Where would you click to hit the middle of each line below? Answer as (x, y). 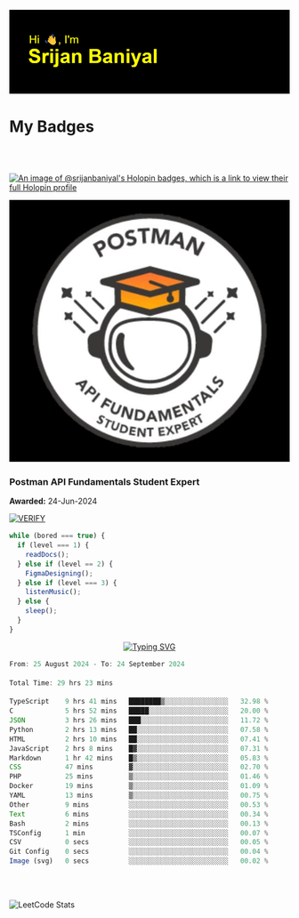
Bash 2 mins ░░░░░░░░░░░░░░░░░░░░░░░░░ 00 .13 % (139, 824)
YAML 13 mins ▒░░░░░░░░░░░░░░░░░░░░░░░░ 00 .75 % (139, 796)
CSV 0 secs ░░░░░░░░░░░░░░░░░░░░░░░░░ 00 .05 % (139, 842)
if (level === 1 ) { (53, 545)
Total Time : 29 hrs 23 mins (61, 683)
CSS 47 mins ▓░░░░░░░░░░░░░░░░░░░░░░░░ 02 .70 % (139, 767)
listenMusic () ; (53, 592)
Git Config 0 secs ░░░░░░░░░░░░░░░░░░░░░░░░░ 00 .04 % (139, 852)
